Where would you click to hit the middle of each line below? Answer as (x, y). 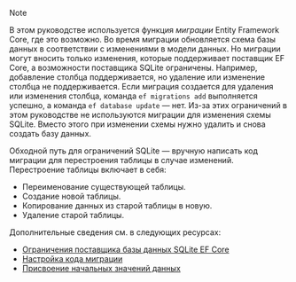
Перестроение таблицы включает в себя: (88, 169)
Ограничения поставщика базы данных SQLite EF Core (125, 249)
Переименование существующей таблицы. (104, 187)
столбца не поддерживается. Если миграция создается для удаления (141, 86)
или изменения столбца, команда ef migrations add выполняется (134, 96)
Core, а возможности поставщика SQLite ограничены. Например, (133, 67)
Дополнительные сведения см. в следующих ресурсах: (115, 232)
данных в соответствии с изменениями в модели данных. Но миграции (145, 49)
